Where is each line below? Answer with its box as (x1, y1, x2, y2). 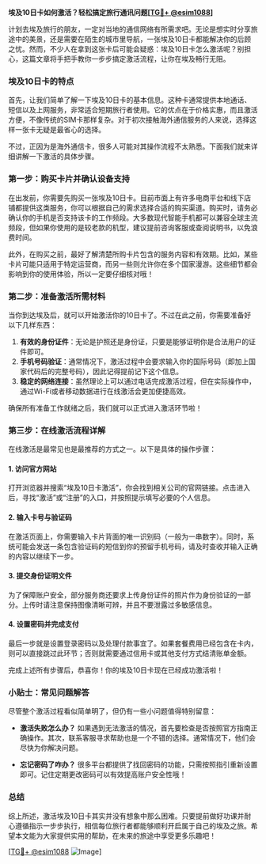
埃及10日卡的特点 (8, 75, 74, 86)
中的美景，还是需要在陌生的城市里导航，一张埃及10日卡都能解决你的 (14, 35, 237, 44)
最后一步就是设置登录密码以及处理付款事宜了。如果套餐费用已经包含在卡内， (8, 639, 258, 648)
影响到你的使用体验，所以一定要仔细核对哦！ (8, 269, 154, 279)
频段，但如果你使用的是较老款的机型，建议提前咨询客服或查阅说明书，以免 (8, 222, 251, 232)
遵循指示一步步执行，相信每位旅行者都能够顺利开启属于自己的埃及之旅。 (14, 820, 251, 830)
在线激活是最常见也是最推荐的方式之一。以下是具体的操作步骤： (8, 445, 216, 454)
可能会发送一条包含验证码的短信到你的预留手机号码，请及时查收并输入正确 (14, 541, 258, 551)
